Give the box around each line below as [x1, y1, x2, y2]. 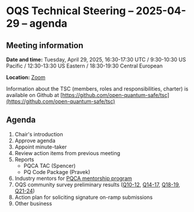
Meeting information [6, 40, 84, 50]
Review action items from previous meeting [14, 149, 121, 156]
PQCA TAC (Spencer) [23, 162, 76, 169]
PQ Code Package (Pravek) [23, 168, 90, 175]
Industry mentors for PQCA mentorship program [14, 175, 132, 182]
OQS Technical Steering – [6, 4, 134, 18]
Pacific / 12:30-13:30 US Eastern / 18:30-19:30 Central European [6, 62, 163, 69]
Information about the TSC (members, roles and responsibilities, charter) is [6, 85, 189, 92]
